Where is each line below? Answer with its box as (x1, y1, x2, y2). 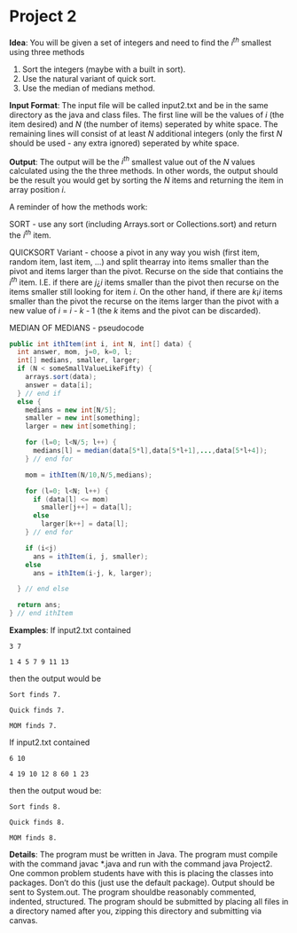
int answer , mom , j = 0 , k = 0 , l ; (17, 348, 133, 357)
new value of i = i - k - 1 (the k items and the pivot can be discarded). (9, 304, 262, 316)
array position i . (9, 185, 66, 195)
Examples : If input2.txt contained (9, 625, 131, 636)
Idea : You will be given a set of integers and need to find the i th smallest (9, 36, 272, 48)
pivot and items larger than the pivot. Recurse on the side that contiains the (9, 265, 284, 276)
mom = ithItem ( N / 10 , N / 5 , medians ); (25, 470, 152, 479)
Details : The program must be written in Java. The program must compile (9, 850, 278, 860)
